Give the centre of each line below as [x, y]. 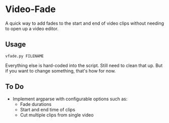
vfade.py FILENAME [24, 56]
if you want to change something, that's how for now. [61, 71]
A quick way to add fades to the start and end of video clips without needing [85, 23]
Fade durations [36, 104]
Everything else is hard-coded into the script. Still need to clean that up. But [84, 65]
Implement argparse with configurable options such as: [70, 99]
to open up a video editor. [32, 28]
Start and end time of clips [48, 109]
